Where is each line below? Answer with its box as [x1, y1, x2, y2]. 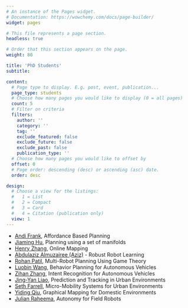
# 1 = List [11, 194, 44, 200]
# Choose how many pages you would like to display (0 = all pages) [11, 95, 183, 101]
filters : [11, 112, 33, 118]
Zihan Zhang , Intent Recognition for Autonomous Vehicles [14, 270, 155, 277]
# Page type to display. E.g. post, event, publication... [11, 84, 160, 90]
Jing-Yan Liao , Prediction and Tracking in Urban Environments [14, 276, 166, 283]
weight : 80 [6, 52, 33, 58]
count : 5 [11, 101, 33, 107]
